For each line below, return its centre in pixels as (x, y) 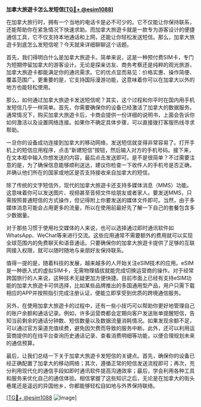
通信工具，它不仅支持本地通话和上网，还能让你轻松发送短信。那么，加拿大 (98, 37)
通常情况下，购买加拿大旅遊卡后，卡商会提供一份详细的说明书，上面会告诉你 (100, 115)
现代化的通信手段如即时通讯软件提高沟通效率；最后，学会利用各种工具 (108, 371)
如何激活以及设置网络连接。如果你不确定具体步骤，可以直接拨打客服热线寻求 (100, 122)
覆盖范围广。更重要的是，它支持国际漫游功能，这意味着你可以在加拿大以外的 (100, 80)
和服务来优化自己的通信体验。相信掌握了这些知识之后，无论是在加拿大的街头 (100, 378)
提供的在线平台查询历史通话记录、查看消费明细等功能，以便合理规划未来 (106, 335)
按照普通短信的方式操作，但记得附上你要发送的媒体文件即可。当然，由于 (100, 200)
